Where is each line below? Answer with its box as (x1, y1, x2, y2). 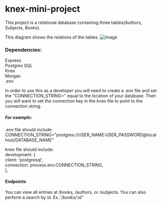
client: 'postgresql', (5, 157, 43, 163)
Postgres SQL (5, 62, 33, 69)
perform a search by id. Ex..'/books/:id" (5, 194, 84, 201)
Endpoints (5, 178, 26, 184)
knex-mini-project (5, 3, 80, 15)
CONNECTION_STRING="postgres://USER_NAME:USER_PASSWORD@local (5, 132, 157, 138)
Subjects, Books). (5, 24, 40, 30)
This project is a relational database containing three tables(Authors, (5, 20, 143, 25)
